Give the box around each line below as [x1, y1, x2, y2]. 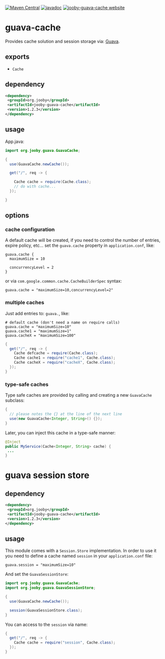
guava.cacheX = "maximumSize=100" [5, 333, 76, 338]
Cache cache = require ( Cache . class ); [14, 180, 92, 185]
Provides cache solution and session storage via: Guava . [5, 38, 120, 44]
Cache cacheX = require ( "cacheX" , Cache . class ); [14, 360, 116, 365]
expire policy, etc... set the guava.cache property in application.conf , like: [5, 242, 155, 248]
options [5, 211, 30, 220]
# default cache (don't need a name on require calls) [5, 320, 120, 325]
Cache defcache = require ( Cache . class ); [14, 351, 98, 356]
